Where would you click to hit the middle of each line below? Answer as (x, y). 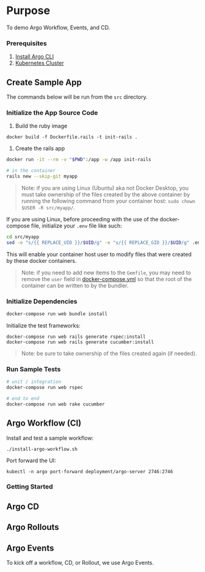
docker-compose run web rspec (45, 388)
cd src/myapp (23, 237)
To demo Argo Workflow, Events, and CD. (58, 27)
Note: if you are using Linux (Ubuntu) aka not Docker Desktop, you (105, 188)
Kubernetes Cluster (39, 63)
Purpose (28, 11)
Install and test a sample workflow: (50, 438)
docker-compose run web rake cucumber (56, 404)
